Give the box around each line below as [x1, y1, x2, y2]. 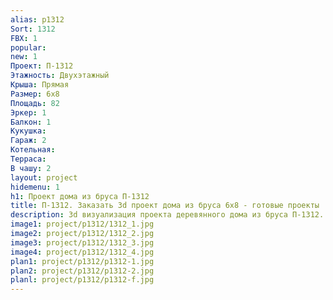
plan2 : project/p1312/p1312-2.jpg [10, 266, 155, 276]
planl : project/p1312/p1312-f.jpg [10, 275, 155, 285]
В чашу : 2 [10, 163, 52, 173]
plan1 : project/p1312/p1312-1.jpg [10, 256, 155, 266]
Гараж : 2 [10, 136, 47, 146]
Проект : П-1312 [10, 61, 74, 71]
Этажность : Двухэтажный [10, 71, 110, 81]
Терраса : [10, 154, 47, 164]
